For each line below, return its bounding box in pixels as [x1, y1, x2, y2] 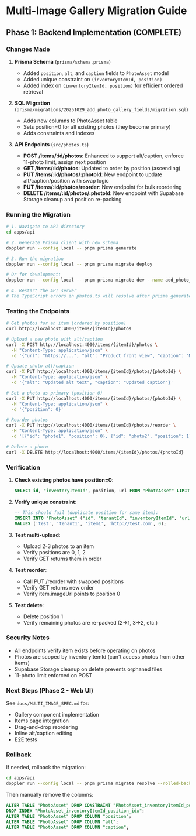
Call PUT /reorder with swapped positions [23, 578, 124, 585]
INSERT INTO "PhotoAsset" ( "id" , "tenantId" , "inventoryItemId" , [14, 515, 177, 521]
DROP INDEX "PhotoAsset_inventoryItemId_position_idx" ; [6, 808, 145, 814]
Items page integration [14, 717, 69, 724]
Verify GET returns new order [23, 584, 94, 591]
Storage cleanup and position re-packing [23, 196, 122, 203]
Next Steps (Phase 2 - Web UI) [6, 686, 93, 694]
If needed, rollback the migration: [6, 764, 86, 771]
